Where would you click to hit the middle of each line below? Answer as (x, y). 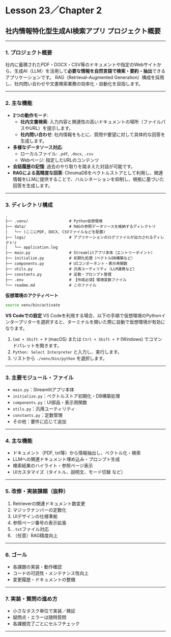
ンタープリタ (19, 322)
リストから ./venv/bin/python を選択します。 (60, 358)
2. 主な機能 (19, 103)
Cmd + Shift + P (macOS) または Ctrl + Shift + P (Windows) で (81, 339)
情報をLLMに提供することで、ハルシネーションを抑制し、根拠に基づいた (88, 179)
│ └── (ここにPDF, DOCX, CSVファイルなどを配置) (55, 232)
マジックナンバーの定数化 (39, 510)
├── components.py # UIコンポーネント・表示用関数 (66, 264)
